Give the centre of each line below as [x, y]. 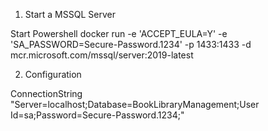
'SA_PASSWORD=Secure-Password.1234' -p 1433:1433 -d [131, 44]
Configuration [53, 74]
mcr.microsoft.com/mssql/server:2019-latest [102, 55]
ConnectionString [46, 93]
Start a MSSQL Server [70, 14]
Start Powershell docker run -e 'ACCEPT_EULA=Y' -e [119, 33]
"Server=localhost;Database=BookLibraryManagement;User [135, 104]
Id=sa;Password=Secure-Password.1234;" [97, 115]
